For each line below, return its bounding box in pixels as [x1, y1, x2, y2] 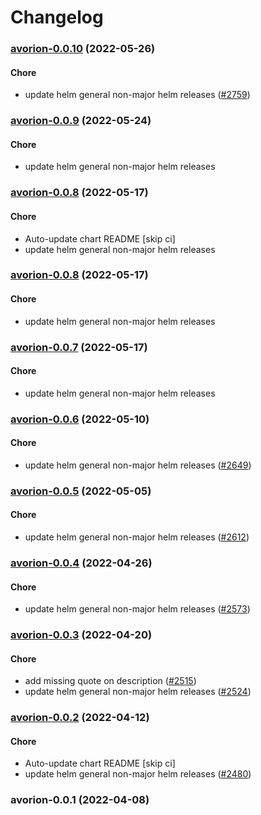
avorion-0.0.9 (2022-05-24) [10, 114, 152, 128]
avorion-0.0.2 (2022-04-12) [10, 711, 150, 725]
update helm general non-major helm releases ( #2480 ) [24, 768, 252, 780]
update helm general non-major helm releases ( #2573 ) [24, 603, 251, 615]
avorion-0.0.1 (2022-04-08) [10, 793, 150, 807]
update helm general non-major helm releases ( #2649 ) [24, 459, 252, 471]
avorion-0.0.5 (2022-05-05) [10, 484, 152, 498]
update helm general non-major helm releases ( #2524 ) [24, 686, 252, 698]
